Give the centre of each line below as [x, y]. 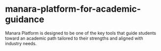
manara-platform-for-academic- [73, 9]
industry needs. [21, 43]
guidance [25, 19]
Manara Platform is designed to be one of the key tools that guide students [80, 33]
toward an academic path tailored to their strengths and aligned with [74, 38]
